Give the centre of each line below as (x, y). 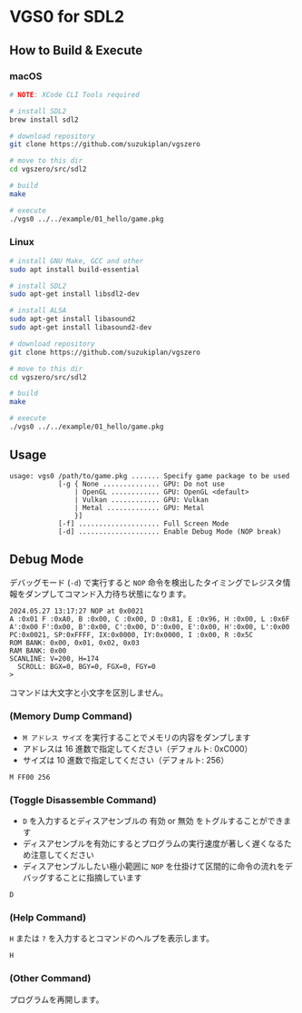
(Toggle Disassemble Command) (83, 800)
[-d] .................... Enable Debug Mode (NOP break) (170, 531)
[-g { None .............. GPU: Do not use (141, 484)
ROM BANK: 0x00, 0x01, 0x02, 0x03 (75, 643)
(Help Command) (48, 918)
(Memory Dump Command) (71, 716)
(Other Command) (50, 979)
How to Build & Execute (76, 50)
